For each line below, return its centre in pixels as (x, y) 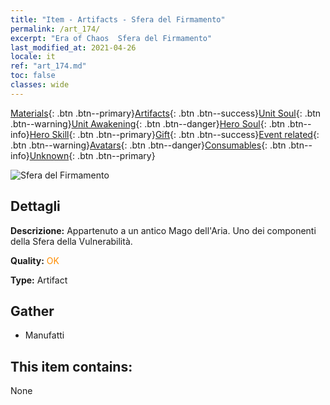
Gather (32, 311)
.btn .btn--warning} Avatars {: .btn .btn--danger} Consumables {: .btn (148, 145)
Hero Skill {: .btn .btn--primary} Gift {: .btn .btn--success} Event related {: (174, 134)
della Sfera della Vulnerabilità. (71, 241)
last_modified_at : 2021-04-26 (73, 47)
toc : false (33, 76)
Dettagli (35, 206)
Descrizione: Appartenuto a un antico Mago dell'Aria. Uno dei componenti (163, 230)
